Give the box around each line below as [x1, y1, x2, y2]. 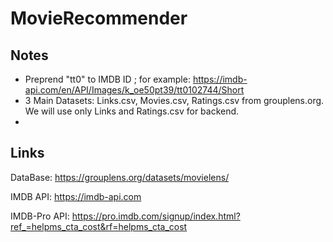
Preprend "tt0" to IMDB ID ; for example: [24, 73, 191, 85]
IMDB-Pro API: [10, 210, 70, 222]
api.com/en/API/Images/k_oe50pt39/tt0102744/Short [24, 84, 245, 96]
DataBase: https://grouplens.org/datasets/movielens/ [10, 171, 230, 183]
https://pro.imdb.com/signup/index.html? [71, 210, 241, 222]
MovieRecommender [10, 7, 188, 30]
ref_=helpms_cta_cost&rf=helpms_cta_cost [10, 220, 188, 232]
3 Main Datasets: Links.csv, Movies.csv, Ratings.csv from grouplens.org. [24, 95, 325, 106]
